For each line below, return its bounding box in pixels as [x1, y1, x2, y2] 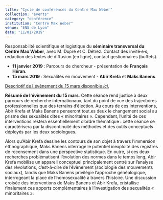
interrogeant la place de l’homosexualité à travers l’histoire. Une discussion [5, 175, 157, 180]
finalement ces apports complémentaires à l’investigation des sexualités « [5, 185, 154, 191]
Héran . [12, 68, 26, 74]
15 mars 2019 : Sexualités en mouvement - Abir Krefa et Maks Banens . [12, 74, 157, 79]
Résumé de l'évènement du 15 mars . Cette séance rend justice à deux [5, 92, 148, 98]
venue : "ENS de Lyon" [5, 25, 49, 30]
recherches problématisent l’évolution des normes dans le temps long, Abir [5, 154, 157, 159]
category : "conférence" [5, 16, 54, 21]
